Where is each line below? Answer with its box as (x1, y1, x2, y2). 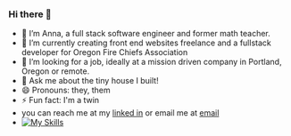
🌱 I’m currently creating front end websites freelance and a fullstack (21, 37, 271, 48)
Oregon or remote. (21, 66, 90, 76)
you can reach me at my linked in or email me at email (21, 108, 220, 118)
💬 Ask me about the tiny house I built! (21, 76, 159, 86)
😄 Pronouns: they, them (21, 84, 111, 96)
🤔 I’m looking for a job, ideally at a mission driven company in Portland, (21, 57, 282, 68)
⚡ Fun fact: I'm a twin (21, 95, 100, 106)
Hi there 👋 (8, 8, 53, 20)
